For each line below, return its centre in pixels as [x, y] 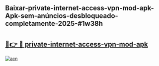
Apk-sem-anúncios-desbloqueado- [62, 16]
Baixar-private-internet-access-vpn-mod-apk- [79, 8]
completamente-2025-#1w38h [54, 24]
